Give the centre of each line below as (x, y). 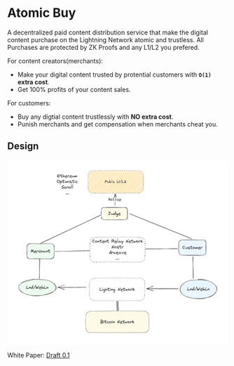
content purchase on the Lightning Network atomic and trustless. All (106, 39)
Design (23, 146)
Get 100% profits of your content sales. (74, 89)
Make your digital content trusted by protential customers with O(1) (114, 74)
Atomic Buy (42, 13)
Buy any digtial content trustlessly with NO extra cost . (95, 117)
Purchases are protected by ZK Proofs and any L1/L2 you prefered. (103, 47)
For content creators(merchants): (55, 60)
